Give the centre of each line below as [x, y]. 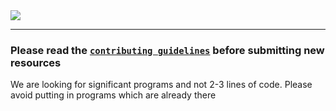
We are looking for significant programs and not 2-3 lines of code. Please [161, 85]
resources [36, 62]
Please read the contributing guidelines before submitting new [167, 50]
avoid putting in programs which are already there [113, 95]
